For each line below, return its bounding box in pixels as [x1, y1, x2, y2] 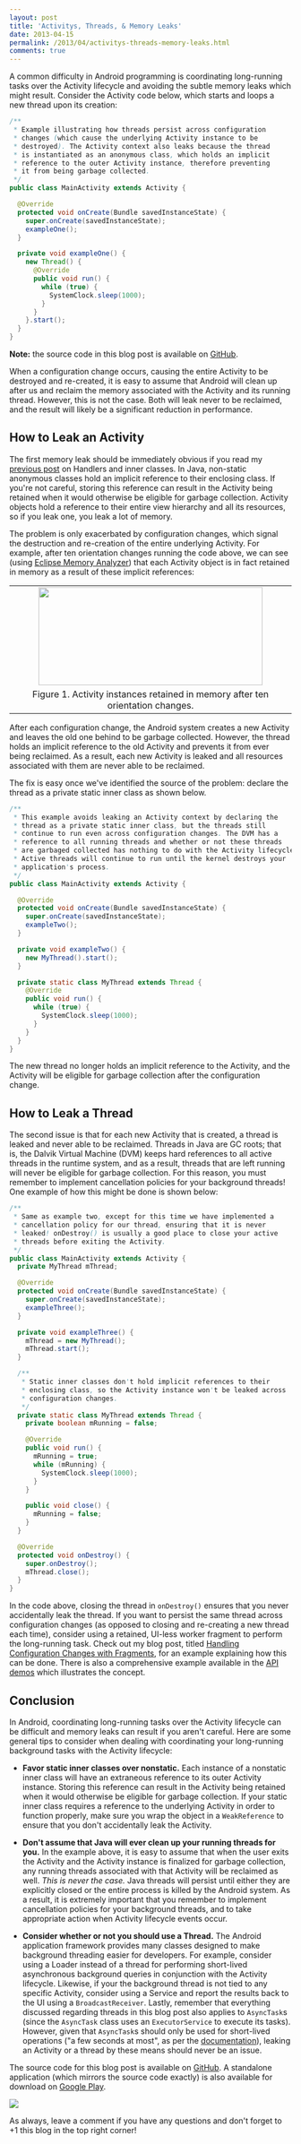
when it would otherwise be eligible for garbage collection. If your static [21, 1791, 288, 1802]
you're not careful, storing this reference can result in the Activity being [9, 482, 273, 493]
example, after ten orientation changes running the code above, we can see [9, 547, 288, 558]
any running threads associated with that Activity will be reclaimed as [21, 1865, 279, 1876]
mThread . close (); [25, 1567, 90, 1577]
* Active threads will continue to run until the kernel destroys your [13, 855, 287, 864]
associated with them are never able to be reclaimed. [9, 760, 205, 771]
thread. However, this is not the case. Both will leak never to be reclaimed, [9, 395, 282, 405]
